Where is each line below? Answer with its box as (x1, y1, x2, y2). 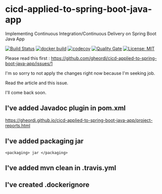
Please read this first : (5, 55, 50, 61)
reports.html (5, 122, 31, 128)
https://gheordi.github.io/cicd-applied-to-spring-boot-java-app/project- (5, 117, 153, 123)
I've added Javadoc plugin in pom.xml (5, 104, 126, 113)
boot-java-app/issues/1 (5, 60, 53, 66)
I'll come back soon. (5, 89, 47, 95)
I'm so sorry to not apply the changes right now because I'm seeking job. (5, 70, 156, 76)
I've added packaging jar (5, 137, 84, 146)
